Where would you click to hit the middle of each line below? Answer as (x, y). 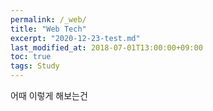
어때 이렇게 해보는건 (49, 95)
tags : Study (35, 66)
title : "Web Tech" (48, 29)
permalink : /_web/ (48, 19)
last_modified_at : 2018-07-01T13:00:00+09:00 (106, 47)
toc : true (31, 57)
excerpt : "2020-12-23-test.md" (75, 38)
